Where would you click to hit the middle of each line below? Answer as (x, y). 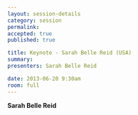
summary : (20, 60)
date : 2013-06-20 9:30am (44, 78)
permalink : (23, 27)
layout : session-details (44, 14)
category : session (34, 20)
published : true (31, 40)
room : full (23, 85)
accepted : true (30, 34)
